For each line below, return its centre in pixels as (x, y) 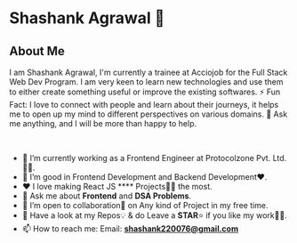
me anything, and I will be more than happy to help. (103, 123)
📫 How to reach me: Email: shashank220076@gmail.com (130, 229)
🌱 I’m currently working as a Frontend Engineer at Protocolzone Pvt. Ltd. (154, 158)
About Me (37, 51)
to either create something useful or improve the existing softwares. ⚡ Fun (145, 92)
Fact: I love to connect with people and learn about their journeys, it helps (144, 105)
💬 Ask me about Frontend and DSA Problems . (107, 196)
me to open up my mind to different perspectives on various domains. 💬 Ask (148, 114)
